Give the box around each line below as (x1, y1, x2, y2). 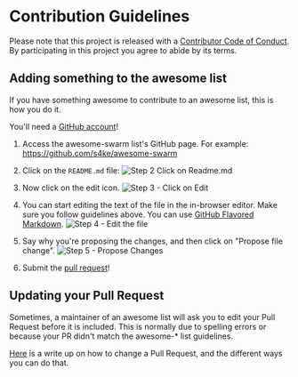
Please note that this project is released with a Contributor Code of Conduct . (9, 36, 290, 46)
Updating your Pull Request (9, 288, 165, 303)
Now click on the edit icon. (21, 182, 120, 193)
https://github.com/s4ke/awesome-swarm (21, 148, 178, 158)
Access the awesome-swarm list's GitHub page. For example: (21, 138, 249, 148)
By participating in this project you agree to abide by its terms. (9, 44, 238, 55)
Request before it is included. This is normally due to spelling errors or (9, 321, 267, 332)
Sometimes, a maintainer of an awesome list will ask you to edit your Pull (9, 311, 276, 322)
